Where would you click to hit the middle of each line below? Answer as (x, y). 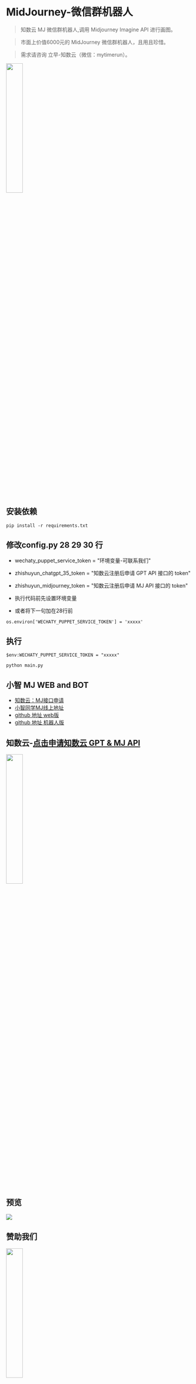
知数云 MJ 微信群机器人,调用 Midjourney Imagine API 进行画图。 (98, 29)
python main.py (25, 665)
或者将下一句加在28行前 (44, 611)
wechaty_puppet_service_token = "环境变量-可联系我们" (83, 560)
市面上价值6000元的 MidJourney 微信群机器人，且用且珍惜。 (94, 42)
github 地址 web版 (37, 715)
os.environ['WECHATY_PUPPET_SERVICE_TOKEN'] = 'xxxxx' (75, 622)
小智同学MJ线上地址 (39, 708)
